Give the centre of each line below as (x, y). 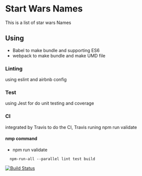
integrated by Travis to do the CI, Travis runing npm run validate (71, 127)
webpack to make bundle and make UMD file (59, 55)
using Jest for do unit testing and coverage (50, 103)
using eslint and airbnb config (36, 79)
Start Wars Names (44, 9)
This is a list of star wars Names (38, 22)
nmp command (21, 138)
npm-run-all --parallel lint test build (52, 159)
